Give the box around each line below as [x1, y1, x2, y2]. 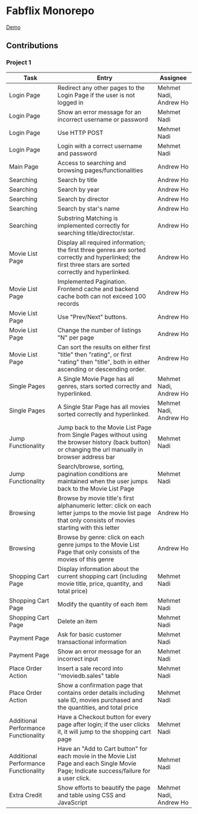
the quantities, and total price [57, 703, 138, 711]
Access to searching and [57, 159, 127, 167]
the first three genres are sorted [57, 246, 146, 254]
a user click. [57, 774, 91, 782]
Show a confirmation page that [57, 681, 143, 689]
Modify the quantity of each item [57, 600, 148, 608]
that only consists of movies [57, 516, 136, 524]
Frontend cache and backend [57, 285, 139, 293]
